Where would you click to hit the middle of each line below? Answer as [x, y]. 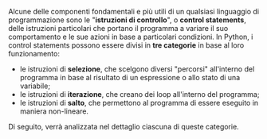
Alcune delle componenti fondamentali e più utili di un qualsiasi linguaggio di [134, 12]
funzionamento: [34, 54]
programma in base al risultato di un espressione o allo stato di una [130, 77]
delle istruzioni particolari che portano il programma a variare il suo [118, 28]
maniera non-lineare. [54, 111]
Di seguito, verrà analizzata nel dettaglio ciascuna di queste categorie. [124, 127]
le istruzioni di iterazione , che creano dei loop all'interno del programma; [139, 94]
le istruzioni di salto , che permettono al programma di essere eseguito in [139, 103]
